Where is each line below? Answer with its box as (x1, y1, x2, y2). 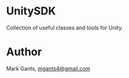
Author (6, 45, 42, 59)
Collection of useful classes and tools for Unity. (6, 24, 123, 31)
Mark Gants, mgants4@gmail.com (6, 65, 91, 72)
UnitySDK (6, 4, 56, 18)
